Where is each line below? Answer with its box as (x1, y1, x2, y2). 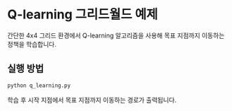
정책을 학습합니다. (7, 40, 57, 48)
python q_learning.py (7, 82, 71, 89)
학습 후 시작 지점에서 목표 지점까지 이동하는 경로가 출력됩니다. (7, 95, 177, 104)
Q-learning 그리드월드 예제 (7, 6, 158, 23)
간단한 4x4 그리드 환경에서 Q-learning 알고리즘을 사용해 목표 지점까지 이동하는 (7, 31, 225, 40)
